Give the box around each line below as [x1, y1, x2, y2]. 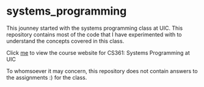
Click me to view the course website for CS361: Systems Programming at [6, 49, 191, 56]
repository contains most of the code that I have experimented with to [6, 30, 182, 38]
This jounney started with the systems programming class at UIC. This [6, 24, 183, 32]
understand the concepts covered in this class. [6, 37, 125, 44]
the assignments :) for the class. [6, 74, 87, 81]
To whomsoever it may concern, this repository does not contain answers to [6, 67, 198, 74]
